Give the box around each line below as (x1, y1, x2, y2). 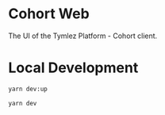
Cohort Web (8, 5, 90, 23)
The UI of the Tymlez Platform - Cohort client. (8, 31, 158, 40)
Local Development (8, 59, 139, 77)
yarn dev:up (8, 85, 48, 93)
